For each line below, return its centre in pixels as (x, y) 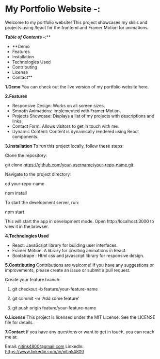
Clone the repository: (26, 155)
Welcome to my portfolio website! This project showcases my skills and (76, 22)
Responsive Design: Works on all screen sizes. (58, 105)
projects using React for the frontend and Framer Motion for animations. (77, 27)
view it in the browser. (27, 226)
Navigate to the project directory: (38, 174)
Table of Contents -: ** (28, 37)
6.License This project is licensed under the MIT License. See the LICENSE (80, 317)
